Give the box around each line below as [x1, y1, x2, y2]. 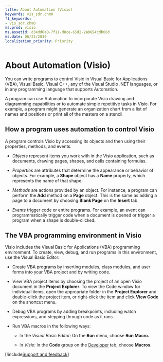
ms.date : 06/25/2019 [5, 35, 47, 39]
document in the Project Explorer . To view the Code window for [12, 284, 141, 290]
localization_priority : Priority [5, 39, 73, 44]
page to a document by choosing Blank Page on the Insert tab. [12, 198, 139, 203]
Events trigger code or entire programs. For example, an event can [12, 207, 146, 213]
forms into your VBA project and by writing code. [12, 269, 110, 275]
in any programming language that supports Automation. [5, 86, 118, 92]
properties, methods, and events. [5, 143, 72, 149]
